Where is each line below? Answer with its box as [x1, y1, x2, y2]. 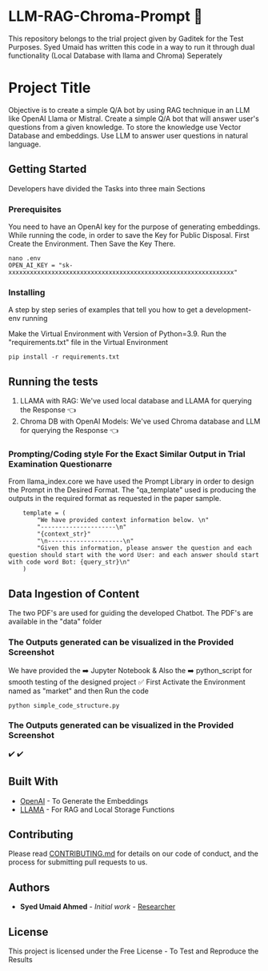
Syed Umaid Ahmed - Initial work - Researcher [19, 902, 176, 912]
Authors [8, 881, 50, 894]
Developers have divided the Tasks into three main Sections [8, 183, 206, 193]
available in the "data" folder [8, 616, 102, 627]
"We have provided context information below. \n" [37, 516, 210, 524]
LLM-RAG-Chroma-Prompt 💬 [8, 7, 203, 26]
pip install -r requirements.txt [8, 353, 120, 361]
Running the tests [8, 375, 98, 388]
